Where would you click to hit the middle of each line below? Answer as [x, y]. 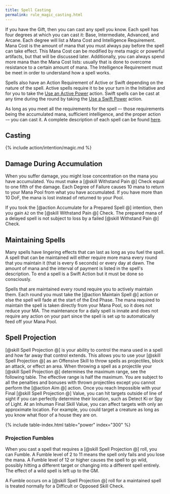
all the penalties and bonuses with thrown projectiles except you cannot [80, 382]
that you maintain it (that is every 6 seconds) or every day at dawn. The [80, 263]
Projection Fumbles [30, 438]
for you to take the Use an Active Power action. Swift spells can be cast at [82, 93]
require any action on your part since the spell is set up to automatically [80, 316]
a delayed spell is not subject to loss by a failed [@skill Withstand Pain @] [82, 218]
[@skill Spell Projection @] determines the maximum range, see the [76, 371]
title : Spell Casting [28, 10]
